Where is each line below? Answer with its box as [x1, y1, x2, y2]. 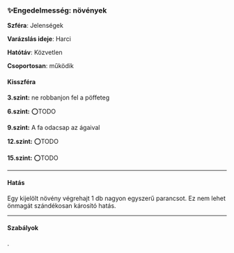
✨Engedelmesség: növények [7, 6, 107, 15]
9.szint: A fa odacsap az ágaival [7, 123, 100, 131]
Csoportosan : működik [7, 62, 75, 70]
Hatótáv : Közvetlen [7, 48, 63, 57]
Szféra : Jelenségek [7, 22, 64, 30]
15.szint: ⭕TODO [7, 154, 58, 162]
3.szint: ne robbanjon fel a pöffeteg [7, 93, 110, 101]
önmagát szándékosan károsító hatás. [7, 201, 116, 210]
